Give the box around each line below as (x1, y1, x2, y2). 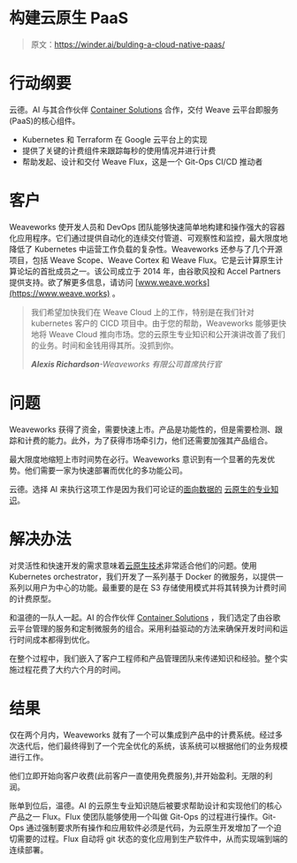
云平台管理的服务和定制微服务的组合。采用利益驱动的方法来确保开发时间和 (9, 623, 280, 634)
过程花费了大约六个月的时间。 (16, 664, 126, 674)
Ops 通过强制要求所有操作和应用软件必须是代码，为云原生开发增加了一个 (9, 822, 274, 833)
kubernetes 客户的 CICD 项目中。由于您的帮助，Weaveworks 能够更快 (30, 318, 287, 328)
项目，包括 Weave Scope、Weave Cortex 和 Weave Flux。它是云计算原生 (9, 254, 276, 266)
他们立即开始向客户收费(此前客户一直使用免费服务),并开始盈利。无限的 (9, 770, 265, 781)
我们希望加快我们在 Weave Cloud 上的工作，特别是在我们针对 (30, 306, 255, 317)
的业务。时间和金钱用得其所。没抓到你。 (30, 340, 179, 351)
